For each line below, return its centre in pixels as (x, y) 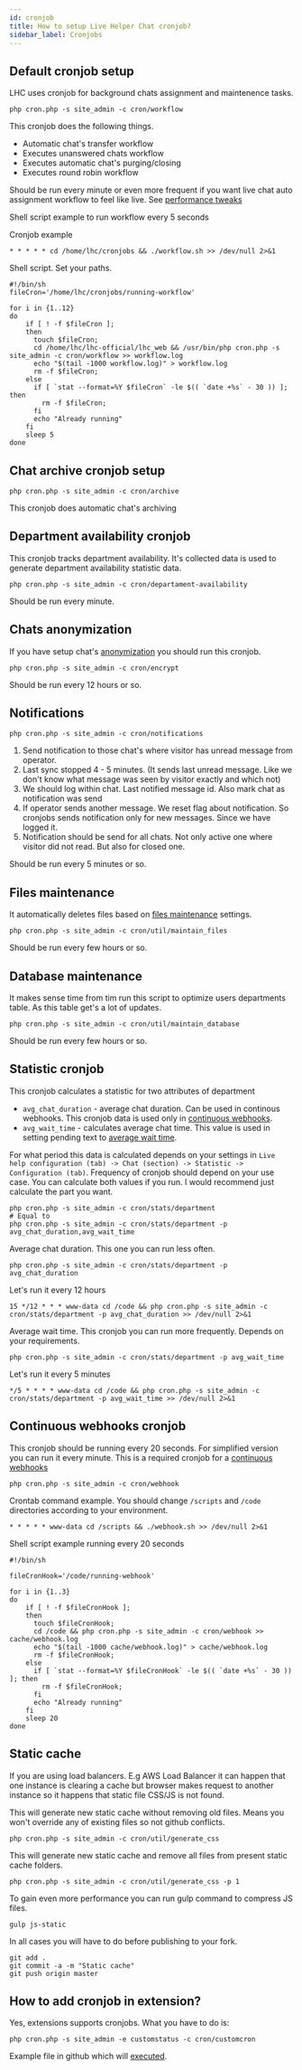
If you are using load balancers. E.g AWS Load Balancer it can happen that (147, 1775)
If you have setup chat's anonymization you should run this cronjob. (135, 651)
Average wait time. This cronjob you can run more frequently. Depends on (146, 1331)
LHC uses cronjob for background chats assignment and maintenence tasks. (151, 93)
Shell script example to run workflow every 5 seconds (109, 217)
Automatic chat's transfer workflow (88, 144)
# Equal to (30, 1216)
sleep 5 (40, 435)
